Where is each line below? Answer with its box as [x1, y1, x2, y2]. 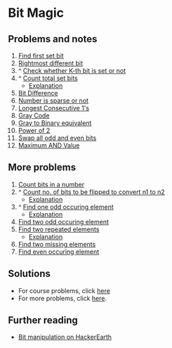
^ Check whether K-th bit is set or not [18, 67, 126, 75]
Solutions [8, 268, 51, 280]
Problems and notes [8, 33, 98, 45]
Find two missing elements [18, 240, 96, 248]
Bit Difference [18, 89, 58, 97]
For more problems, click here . [18, 294, 107, 302]
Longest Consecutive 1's [18, 104, 90, 112]
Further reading [8, 314, 78, 326]
